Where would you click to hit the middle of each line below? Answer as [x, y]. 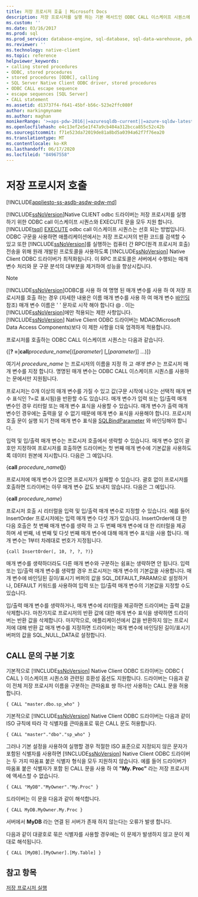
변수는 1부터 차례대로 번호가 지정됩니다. [57, 540]
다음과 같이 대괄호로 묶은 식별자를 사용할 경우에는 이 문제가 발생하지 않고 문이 [95, 834]
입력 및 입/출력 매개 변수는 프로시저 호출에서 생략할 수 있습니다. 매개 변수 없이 [95, 441]
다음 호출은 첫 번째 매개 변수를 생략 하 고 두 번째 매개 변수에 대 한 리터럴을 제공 [96, 526]
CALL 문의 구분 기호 [40, 655]
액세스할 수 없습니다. [36, 776]
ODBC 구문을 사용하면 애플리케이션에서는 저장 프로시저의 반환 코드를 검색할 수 [96, 237]
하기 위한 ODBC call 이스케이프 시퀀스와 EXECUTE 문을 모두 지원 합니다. [90, 222]
